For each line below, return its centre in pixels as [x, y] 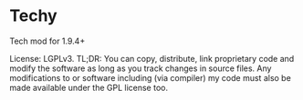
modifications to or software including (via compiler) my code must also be [151, 77]
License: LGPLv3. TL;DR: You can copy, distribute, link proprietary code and [152, 58]
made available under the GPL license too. [89, 87]
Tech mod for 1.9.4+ [47, 41]
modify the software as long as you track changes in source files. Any [141, 68]
